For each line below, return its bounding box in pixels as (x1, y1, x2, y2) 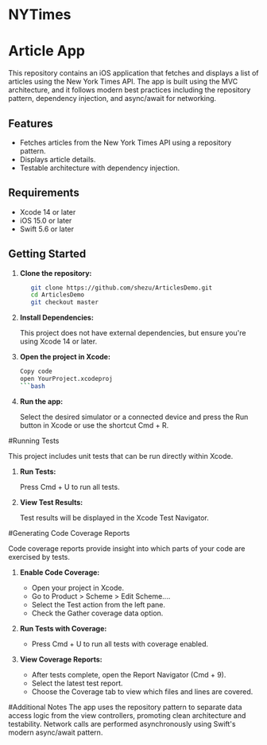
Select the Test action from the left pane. (31, 599, 165, 609)
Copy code (19, 367, 53, 375)
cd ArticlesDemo (30, 291, 85, 299)
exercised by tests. (8, 552, 70, 561)
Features (8, 117, 53, 130)
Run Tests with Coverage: (19, 623, 107, 633)
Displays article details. (19, 154, 96, 164)
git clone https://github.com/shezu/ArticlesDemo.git (30, 284, 213, 292)
